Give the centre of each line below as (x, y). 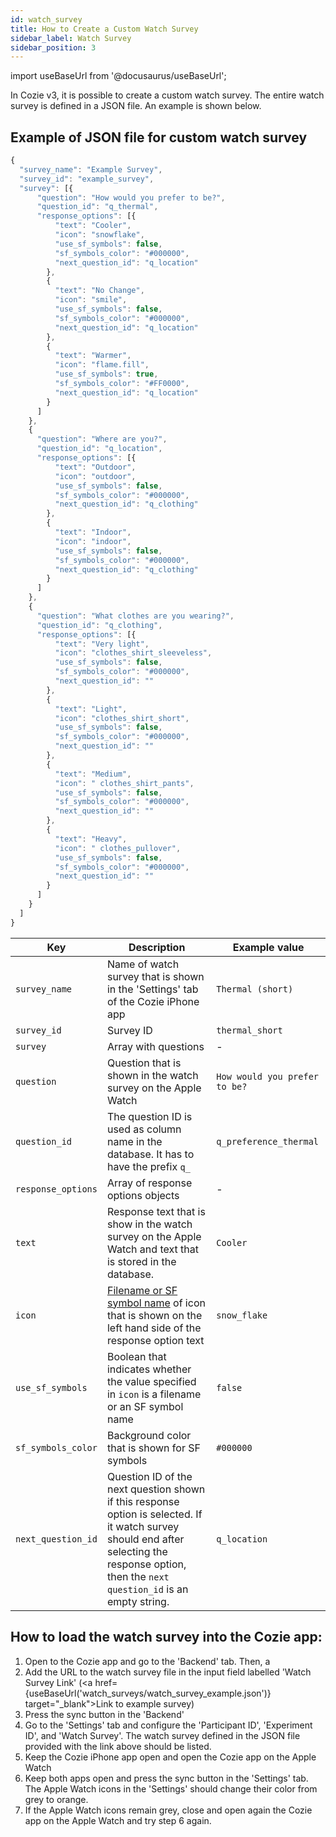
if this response (143, 1501)
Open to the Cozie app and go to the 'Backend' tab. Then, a (147, 1661)
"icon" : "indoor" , (93, 541)
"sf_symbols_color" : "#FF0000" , (122, 384)
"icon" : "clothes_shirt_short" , (122, 718)
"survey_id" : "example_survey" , (87, 179)
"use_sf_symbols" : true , (106, 374)
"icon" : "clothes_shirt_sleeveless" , (133, 653)
